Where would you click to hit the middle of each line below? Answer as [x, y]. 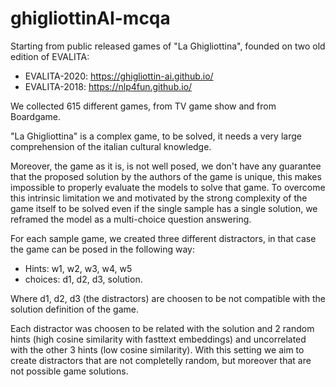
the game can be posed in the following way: [102, 249]
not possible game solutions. [69, 371]
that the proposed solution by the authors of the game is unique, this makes [166, 176]
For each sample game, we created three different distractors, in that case [163, 238]
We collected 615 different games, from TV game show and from [143, 106]
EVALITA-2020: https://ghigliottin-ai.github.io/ [119, 76]
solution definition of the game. [74, 309]
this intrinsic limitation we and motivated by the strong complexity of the [159, 198]
